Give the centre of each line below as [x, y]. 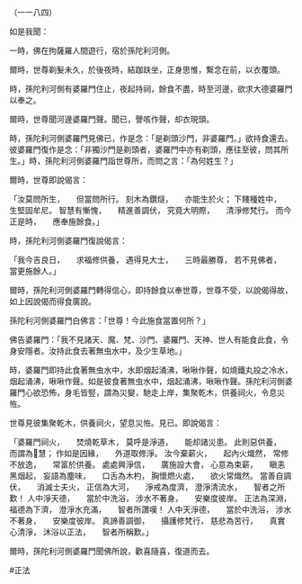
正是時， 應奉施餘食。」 [57, 221]
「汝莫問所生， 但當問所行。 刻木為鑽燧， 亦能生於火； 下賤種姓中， [143, 199]
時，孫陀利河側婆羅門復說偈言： [68, 241]
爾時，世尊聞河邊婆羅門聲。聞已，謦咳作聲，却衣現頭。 [111, 119]
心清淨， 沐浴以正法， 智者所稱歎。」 [81, 532]
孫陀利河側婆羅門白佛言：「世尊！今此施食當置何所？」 [110, 320]
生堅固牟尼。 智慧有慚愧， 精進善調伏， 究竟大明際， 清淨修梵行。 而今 [151, 210]
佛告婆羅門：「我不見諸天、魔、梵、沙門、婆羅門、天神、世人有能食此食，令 [149, 340]
